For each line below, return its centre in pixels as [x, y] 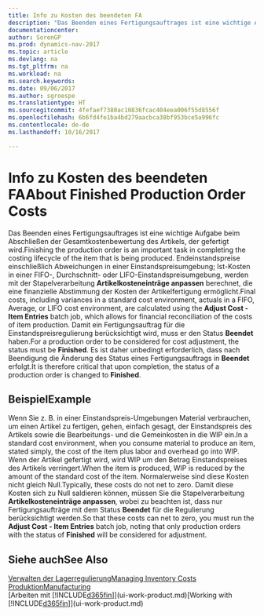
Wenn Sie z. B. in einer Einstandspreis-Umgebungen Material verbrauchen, [130, 418]
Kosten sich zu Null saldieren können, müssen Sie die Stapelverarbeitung [126, 493]
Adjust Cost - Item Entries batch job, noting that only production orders [125, 527]
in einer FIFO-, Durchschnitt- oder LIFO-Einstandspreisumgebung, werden [128, 275]
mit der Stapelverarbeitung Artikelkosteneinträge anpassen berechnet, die [130, 282]
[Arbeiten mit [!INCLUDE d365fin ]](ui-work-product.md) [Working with [121, 595]
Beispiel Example [50, 399]
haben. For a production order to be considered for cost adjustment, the [124, 341]
